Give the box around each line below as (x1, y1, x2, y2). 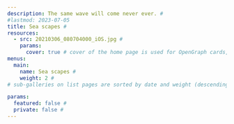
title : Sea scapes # (7, 23, 68, 30)
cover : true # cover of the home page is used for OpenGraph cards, (25, 49, 229, 56)
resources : (7, 29, 39, 37)
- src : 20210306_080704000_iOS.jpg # (13, 36, 123, 43)
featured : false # (13, 100, 68, 107)
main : (13, 62, 30, 69)
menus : (7, 55, 26, 62)
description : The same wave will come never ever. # (7, 10, 164, 17)
